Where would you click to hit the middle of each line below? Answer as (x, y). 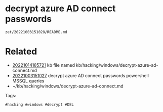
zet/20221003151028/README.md (36, 32)
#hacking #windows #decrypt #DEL (40, 104)
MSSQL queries (28, 81)
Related (21, 52)
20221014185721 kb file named (43, 65)
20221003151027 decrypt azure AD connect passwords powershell (81, 75)
